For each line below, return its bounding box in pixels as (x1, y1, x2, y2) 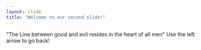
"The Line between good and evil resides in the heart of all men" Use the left (6, 30, 195, 37)
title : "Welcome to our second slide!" (6, 14, 106, 20)
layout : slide (6, 8, 42, 15)
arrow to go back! (6, 37, 50, 44)
